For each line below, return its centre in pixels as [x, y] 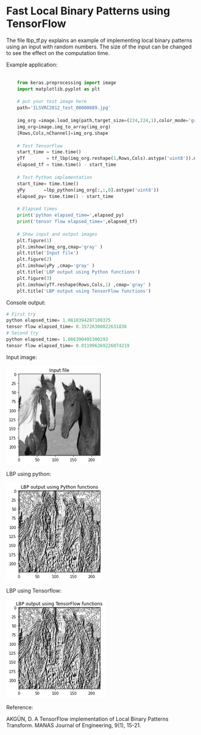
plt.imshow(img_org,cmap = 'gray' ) [60, 247]
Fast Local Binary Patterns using [88, 11]
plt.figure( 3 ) [34, 278]
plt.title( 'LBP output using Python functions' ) [79, 272]
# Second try [22, 333]
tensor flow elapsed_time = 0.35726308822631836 [67, 327]
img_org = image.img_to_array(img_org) [64, 127]
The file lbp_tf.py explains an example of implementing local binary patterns [99, 40]
